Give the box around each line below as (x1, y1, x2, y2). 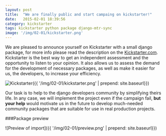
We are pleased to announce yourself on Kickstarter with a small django (5, 44, 153, 50)
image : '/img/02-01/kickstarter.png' (5, 30, 83, 35)
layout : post (5, 7, 32, 12)
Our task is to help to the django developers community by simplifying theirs (5, 90, 162, 96)
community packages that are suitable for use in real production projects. (5, 106, 156, 112)
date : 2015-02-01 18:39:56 (5, 16, 66, 21)
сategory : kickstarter (5, 21, 52, 26)
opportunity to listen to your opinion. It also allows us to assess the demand (5, 60, 160, 66)
